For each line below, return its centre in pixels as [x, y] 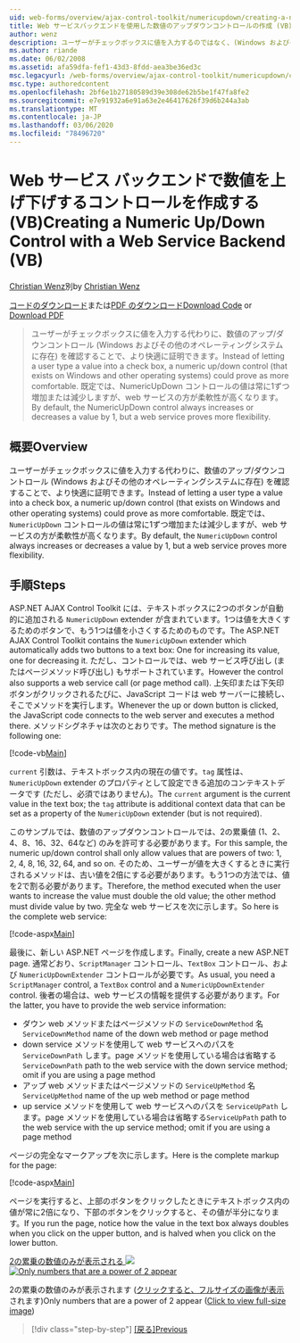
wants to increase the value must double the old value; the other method [143, 896]
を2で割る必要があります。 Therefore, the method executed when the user [145, 886]
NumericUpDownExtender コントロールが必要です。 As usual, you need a [147, 974]
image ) [22, 1311]
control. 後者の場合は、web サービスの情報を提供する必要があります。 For [144, 995]
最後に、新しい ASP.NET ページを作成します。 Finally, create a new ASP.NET [150, 952]
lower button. [33, 1243]
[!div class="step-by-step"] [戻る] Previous [109, 1330]
